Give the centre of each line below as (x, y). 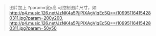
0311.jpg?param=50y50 (33, 28)
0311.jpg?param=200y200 (35, 18)
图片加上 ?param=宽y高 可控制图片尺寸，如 (53, 7)
